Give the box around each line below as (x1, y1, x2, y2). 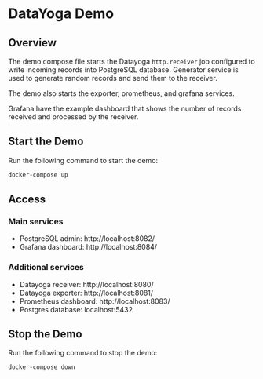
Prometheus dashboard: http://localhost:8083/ (19, 296, 170, 306)
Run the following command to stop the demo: (8, 348, 158, 358)
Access (8, 193, 46, 206)
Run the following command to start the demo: (8, 155, 159, 165)
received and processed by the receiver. (8, 112, 139, 122)
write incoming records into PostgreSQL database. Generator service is (8, 65, 239, 75)
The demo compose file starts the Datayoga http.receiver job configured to (8, 56, 255, 66)
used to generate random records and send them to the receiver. (8, 74, 217, 82)
